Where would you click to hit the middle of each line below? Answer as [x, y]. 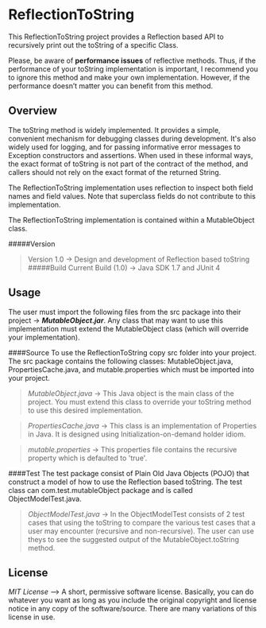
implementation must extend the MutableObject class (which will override [128, 328]
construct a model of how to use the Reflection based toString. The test [125, 482]
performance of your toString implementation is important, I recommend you [133, 68]
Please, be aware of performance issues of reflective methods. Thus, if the [132, 60]
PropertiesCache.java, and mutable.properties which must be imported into [131, 369]
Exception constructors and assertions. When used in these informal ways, [131, 155]
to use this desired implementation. [85, 410]
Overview [33, 111]
